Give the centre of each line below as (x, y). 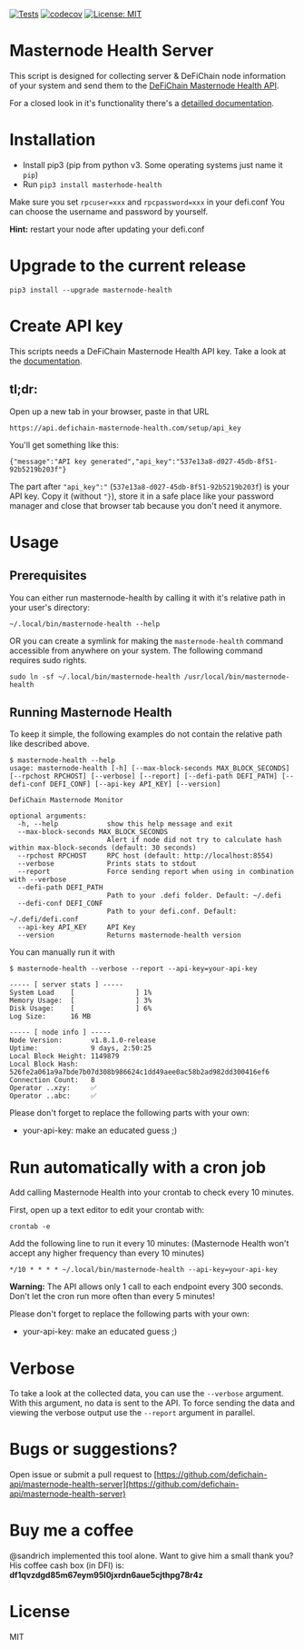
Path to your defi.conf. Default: (172, 912)
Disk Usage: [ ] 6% (81, 1008)
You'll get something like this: (64, 444)
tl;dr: (24, 389)
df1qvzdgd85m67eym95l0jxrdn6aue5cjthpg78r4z (106, 1575)
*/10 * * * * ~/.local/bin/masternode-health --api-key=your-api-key (144, 1270)
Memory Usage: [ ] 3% (81, 1001)
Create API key (67, 326)
